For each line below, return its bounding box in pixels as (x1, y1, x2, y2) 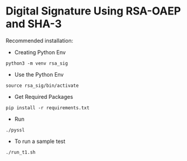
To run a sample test (14, 137, 66, 145)
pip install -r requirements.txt (5, 104, 90, 111)
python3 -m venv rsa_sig (5, 60, 68, 66)
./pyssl (5, 127, 25, 133)
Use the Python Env (14, 71, 64, 78)
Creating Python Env (14, 48, 66, 55)
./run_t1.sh (5, 149, 36, 155)
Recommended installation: (5, 37, 74, 44)
